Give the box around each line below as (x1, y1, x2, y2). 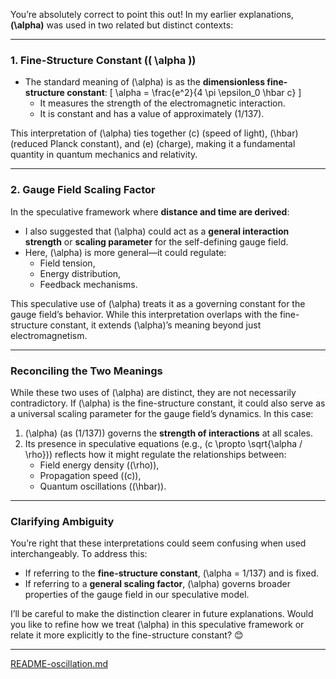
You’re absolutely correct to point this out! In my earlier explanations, (10, 9, 295, 20)
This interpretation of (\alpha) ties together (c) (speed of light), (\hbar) (10, 127, 299, 139)
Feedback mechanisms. (39, 278, 138, 290)
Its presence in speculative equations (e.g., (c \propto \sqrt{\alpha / (24, 437, 303, 449)
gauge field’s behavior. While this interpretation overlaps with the (10, 308, 278, 320)
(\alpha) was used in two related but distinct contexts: (10, 19, 234, 31)
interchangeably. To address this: (10, 548, 148, 560)
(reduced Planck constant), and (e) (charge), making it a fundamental (10, 138, 296, 150)
